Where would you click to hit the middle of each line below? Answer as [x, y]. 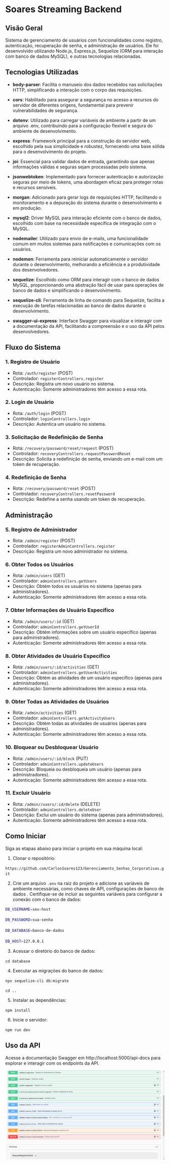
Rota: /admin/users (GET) [39, 576]
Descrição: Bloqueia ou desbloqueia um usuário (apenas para [77, 769]
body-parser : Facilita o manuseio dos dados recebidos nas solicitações [88, 84]
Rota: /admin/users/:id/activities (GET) [56, 667]
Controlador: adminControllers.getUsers [55, 581]
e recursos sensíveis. [35, 187]
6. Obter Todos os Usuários [39, 565]
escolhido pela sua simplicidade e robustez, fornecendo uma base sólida [89, 146]
